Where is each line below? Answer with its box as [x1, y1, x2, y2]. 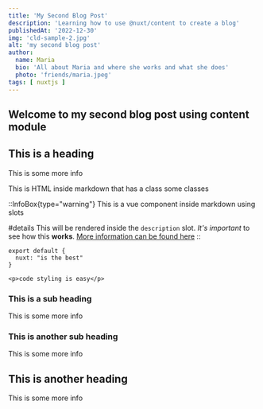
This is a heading [8, 147, 95, 161]
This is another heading [8, 372, 129, 386]
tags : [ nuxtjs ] [8, 78, 66, 86]
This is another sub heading [8, 331, 118, 342]
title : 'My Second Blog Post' [8, 11, 109, 20]
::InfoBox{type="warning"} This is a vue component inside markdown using [8, 199, 256, 208]
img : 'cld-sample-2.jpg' [8, 33, 91, 42]
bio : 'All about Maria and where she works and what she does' [15, 64, 229, 72]
